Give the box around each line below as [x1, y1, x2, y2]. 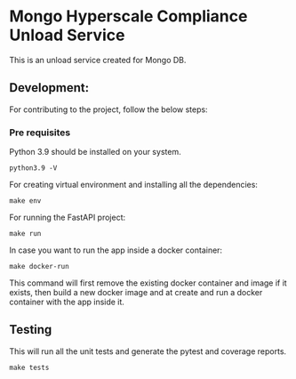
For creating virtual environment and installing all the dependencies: [9, 180, 258, 190]
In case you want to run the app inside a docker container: [9, 245, 223, 255]
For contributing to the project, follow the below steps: [9, 104, 208, 115]
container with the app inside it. [9, 296, 124, 308]
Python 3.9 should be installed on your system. [9, 147, 181, 157]
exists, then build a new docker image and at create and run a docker [9, 287, 263, 298]
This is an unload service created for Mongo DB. [9, 54, 187, 65]
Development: [9, 80, 90, 95]
